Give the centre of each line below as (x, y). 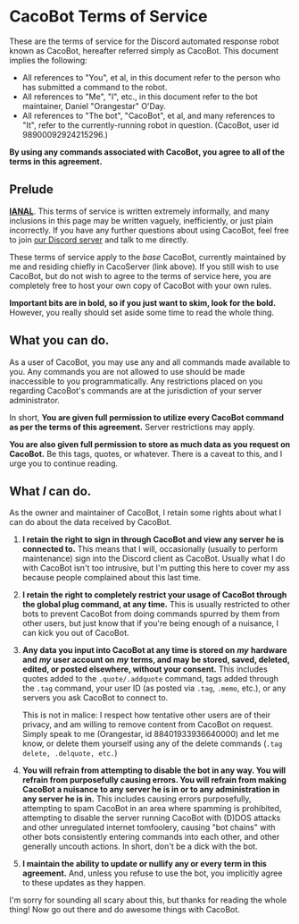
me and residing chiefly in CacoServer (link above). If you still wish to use (144, 267)
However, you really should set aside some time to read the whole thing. (142, 312)
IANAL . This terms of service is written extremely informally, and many (139, 211)
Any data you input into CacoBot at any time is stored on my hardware (154, 650)
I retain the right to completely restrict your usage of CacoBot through (154, 595)
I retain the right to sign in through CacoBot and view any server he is (153, 539)
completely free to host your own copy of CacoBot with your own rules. (141, 285)
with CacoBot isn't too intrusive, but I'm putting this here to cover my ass (156, 568)
